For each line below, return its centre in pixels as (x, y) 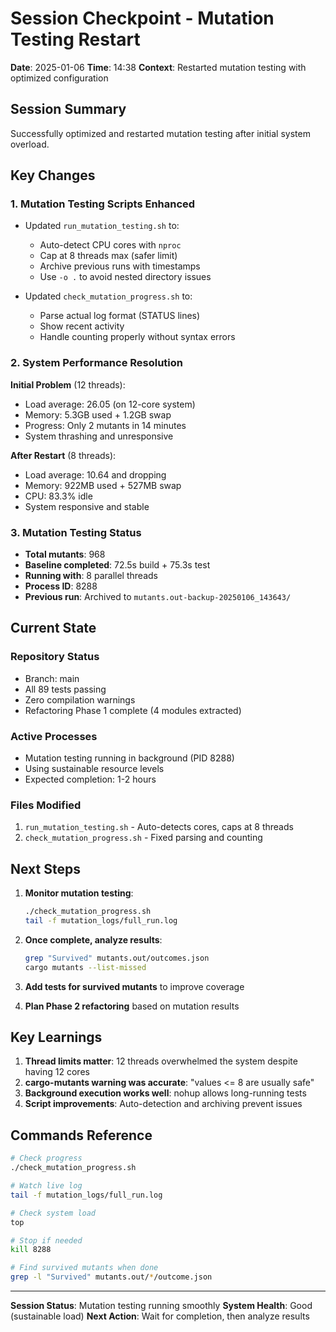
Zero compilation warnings (80, 699)
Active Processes (54, 736)
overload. (30, 144)
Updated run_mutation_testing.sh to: (102, 226)
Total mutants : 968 (65, 554)
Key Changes (53, 175)
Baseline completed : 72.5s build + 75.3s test (117, 565)
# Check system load (53, 1213)
